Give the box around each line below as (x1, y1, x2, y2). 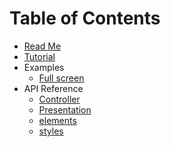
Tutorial (23, 50, 56, 62)
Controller (38, 93, 81, 105)
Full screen (38, 72, 85, 84)
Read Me (23, 40, 62, 52)
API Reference (23, 82, 84, 94)
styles (38, 125, 64, 137)
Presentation (38, 103, 92, 116)
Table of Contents (9, 7, 161, 30)
